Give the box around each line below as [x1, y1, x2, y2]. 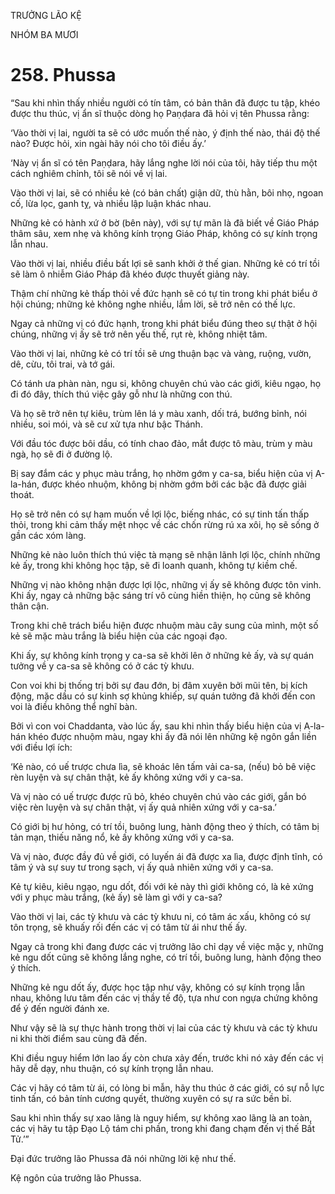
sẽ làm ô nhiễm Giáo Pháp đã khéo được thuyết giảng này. [10, 268, 250, 280]
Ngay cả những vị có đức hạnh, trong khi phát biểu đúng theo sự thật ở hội [10, 317, 318, 329]
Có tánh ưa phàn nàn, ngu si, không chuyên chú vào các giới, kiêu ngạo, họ [10, 377, 322, 389]
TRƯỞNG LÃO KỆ [10, 10, 82, 21]
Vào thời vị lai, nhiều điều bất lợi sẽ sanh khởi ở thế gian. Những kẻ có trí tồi [10, 257, 320, 269]
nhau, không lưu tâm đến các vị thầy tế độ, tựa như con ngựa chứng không [10, 991, 318, 1004]
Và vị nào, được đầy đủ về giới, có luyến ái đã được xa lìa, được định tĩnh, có [10, 850, 323, 862]
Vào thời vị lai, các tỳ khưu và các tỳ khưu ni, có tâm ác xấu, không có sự [10, 910, 311, 922]
